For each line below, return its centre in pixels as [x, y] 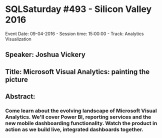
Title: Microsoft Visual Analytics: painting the [77, 72]
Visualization [18, 39]
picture [17, 79]
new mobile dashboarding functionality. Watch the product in [81, 123]
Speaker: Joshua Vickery [45, 55]
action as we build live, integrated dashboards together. [74, 129]
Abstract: [20, 97]
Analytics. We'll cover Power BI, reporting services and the [78, 117]
